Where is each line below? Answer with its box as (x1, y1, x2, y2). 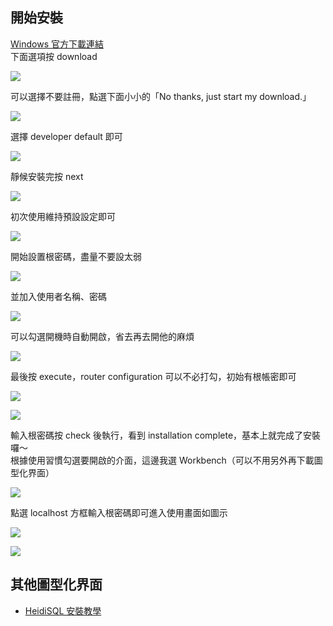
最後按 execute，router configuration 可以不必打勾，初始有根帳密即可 (10, 370, 297, 382)
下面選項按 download (10, 50, 98, 62)
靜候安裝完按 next (10, 170, 84, 182)
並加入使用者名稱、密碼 (10, 290, 107, 302)
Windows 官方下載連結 (10, 38, 104, 50)
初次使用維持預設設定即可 (10, 210, 116, 222)
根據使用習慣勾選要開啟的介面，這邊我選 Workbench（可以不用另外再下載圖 (10, 454, 323, 466)
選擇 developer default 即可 (10, 130, 123, 142)
